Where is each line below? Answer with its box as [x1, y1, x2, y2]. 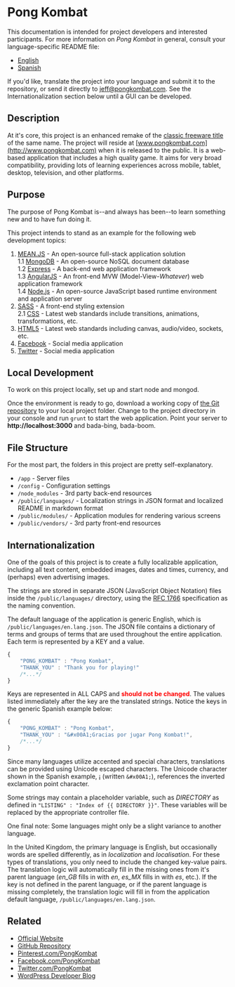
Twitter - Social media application [17, 346, 115, 355]
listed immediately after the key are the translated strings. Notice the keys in [7, 697, 227, 706]
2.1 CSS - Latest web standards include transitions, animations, [17, 309, 200, 318]
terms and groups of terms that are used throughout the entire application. [7, 630, 222, 638]
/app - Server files [17, 474, 70, 483]
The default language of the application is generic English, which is [7, 615, 201, 623]
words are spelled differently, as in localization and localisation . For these [7, 850, 220, 858]
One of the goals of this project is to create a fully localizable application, [7, 558, 219, 566]
